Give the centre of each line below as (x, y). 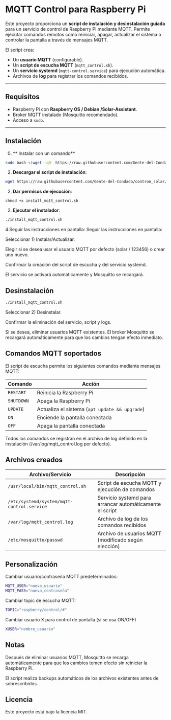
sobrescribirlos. (22, 683)
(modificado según (120, 539)
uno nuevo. (17, 255)
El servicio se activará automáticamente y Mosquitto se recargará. (75, 275)
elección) (109, 546)
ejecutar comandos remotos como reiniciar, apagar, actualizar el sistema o (83, 34)
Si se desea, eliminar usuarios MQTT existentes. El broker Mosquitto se (80, 332)
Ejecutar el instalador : (36, 210)
